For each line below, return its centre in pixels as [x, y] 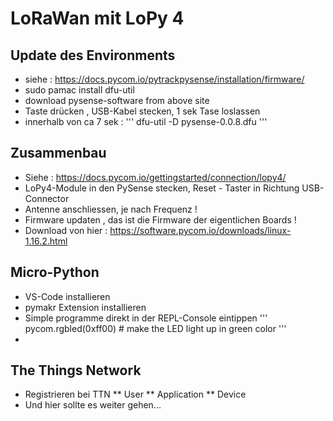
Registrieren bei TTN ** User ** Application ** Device [135, 394]
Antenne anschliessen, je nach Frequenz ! [111, 209]
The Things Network [76, 370]
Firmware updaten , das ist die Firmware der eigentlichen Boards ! [160, 219]
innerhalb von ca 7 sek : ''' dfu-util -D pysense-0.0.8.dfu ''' [146, 121]
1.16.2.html [46, 241]
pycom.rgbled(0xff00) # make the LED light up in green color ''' [155, 328]
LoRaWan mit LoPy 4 [97, 18]
